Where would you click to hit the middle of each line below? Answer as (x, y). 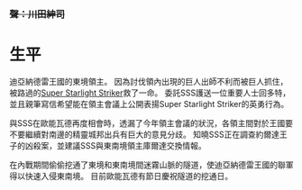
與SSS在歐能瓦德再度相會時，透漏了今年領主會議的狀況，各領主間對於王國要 (151, 122)
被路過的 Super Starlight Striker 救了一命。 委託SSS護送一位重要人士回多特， (150, 93)
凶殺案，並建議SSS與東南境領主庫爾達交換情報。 (115, 145)
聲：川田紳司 (37, 14)
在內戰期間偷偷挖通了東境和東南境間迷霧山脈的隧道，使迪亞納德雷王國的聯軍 (151, 165)
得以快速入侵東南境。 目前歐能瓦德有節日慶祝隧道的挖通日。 (121, 176)
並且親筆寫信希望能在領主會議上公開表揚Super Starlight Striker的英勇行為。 (149, 104)
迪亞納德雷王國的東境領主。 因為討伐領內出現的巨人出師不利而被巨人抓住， (149, 81)
